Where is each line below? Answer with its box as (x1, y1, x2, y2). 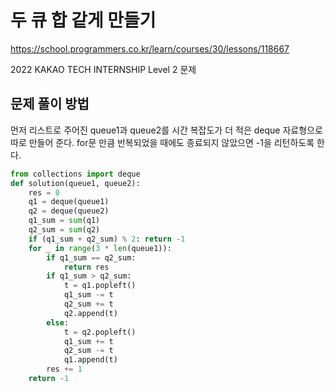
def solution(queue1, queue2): (10, 178, 141, 188)
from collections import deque (10, 169, 141, 179)
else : (46, 317, 70, 328)
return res (63, 262, 110, 272)
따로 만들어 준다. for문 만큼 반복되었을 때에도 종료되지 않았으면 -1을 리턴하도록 (10, 136, 315, 148)
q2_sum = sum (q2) (28, 225, 101, 235)
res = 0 (28, 187, 60, 198)
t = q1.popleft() (63, 281, 137, 291)
